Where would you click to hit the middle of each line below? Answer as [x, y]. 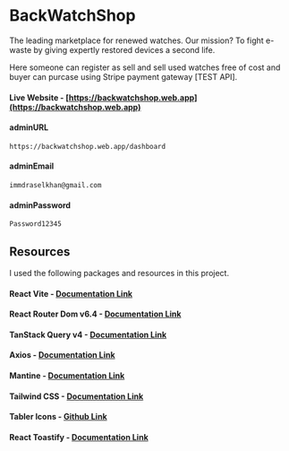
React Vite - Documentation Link [71, 293]
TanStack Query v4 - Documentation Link [88, 334]
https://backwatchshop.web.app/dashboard [88, 146]
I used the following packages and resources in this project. [119, 273]
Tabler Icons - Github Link [58, 417]
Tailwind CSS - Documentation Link [76, 396]
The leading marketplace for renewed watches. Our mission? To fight [136, 40]
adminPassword [40, 205]
